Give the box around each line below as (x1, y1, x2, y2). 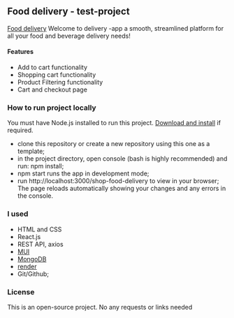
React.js (17, 232, 41, 240)
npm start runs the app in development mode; (17, 169, 149, 178)
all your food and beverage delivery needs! (7, 31, 131, 40)
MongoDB (17, 254, 47, 263)
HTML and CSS (17, 225, 62, 233)
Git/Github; (17, 269, 50, 278)
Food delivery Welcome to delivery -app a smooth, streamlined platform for (7, 24, 224, 32)
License (7, 287, 35, 296)
